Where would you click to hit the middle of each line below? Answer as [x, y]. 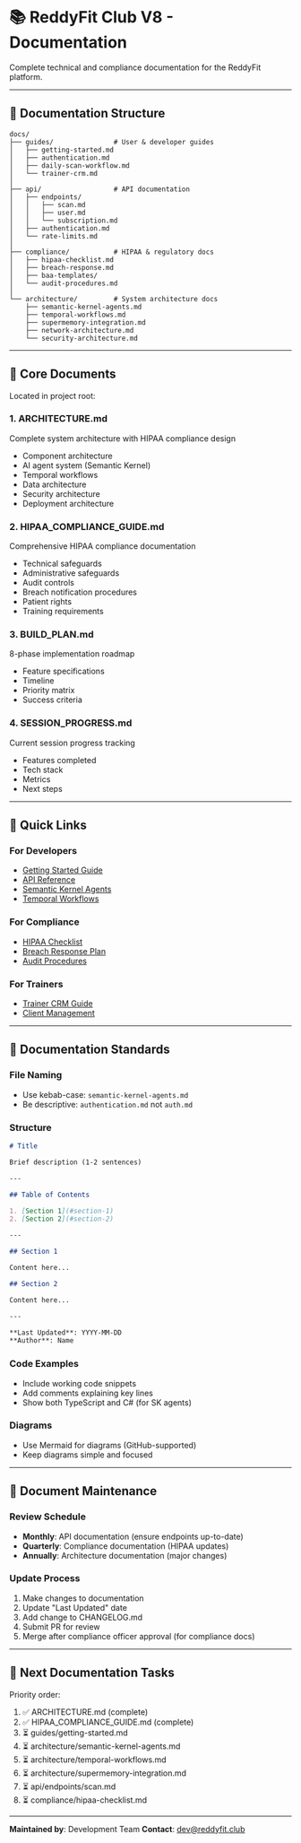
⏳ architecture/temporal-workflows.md [95, 1760]
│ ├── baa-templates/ [54, 275]
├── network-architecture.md [80, 330]
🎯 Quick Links [48, 826]
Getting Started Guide [62, 870]
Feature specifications [63, 671]
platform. [26, 76]
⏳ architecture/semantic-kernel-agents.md [101, 1746]
